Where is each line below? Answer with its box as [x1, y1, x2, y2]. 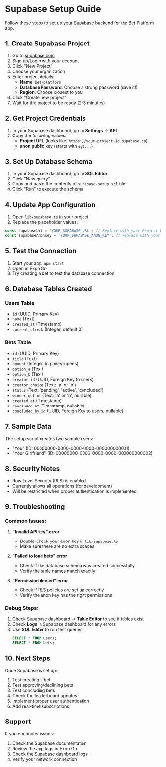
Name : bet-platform [19, 79, 62, 85]
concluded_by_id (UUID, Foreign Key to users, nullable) [12, 408, 124, 414]
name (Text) [12, 316, 35, 322]
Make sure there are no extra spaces [19, 543, 95, 549]
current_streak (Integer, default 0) [12, 326, 83, 332]
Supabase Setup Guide [5, 3, 101, 15]
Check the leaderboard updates [12, 692, 78, 698]
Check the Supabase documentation [12, 740, 87, 746]
